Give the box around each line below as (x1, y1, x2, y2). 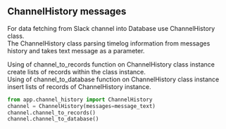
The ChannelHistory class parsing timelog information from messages (7, 39, 211, 48)
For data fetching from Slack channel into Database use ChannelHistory (7, 24, 215, 32)
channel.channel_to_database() (7, 116, 99, 123)
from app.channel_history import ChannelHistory (7, 96, 153, 103)
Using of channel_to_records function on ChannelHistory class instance (7, 60, 215, 69)
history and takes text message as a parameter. (7, 46, 145, 55)
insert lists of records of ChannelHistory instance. (7, 82, 151, 90)
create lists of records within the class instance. (7, 67, 146, 76)
